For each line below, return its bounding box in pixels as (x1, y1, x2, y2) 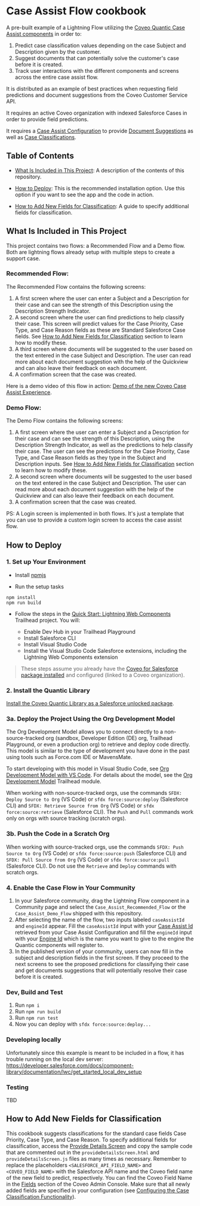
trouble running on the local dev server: (6, 1055, 103, 1063)
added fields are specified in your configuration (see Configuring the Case (6, 1186, 189, 1194)
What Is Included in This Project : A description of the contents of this (14, 166, 184, 174)
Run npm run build (14, 1008, 61, 1015)
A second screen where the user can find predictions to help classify (14, 313, 184, 320)
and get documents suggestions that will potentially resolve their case (14, 967, 187, 974)
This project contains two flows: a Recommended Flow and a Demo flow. (6, 242, 186, 249)
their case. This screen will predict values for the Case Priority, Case (14, 320, 184, 327)
